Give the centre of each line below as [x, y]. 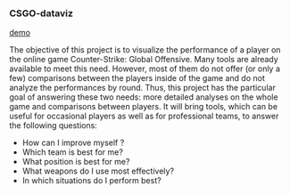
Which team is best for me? [72, 152]
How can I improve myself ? [73, 143]
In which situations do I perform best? [92, 181]
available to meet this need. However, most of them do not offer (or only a [145, 69]
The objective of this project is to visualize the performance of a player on [145, 50]
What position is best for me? [76, 162]
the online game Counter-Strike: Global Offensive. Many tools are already [144, 60]
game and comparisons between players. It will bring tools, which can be [144, 107]
